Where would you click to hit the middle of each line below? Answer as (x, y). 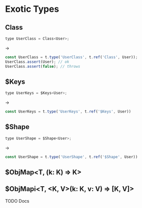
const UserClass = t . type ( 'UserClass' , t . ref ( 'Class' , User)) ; (71, 57)
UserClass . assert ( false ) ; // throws (43, 66)
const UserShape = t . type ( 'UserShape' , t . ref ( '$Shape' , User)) (71, 157)
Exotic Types (32, 9)
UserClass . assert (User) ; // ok (37, 62)
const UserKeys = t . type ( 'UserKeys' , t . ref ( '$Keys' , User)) (68, 112)
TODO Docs (17, 201)
